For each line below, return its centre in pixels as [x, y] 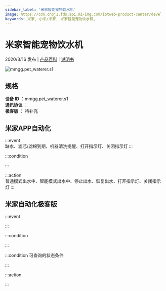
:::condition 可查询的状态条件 [35, 255]
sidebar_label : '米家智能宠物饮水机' [41, 10]
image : [12, 14]
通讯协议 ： [17, 105]
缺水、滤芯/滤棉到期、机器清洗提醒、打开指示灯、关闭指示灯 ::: [69, 146]
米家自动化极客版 [31, 204]
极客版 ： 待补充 [21, 111]
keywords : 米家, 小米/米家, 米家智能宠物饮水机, [50, 19]
